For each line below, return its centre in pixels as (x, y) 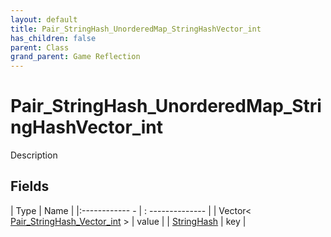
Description (34, 155)
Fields (30, 186)
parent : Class (40, 47)
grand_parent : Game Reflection (75, 57)
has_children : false (53, 38)
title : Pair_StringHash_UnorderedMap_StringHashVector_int (136, 29)
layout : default (44, 19)
